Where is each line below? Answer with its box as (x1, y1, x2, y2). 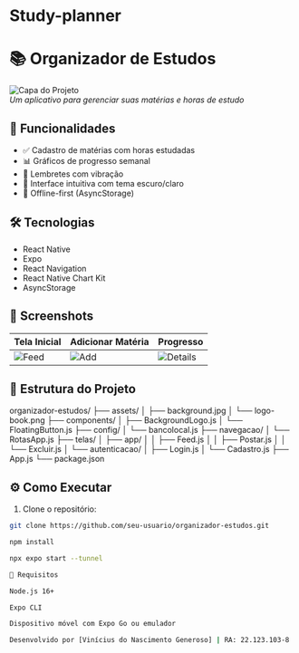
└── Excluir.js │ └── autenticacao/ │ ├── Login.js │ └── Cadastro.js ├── (9, 444, 289, 455)
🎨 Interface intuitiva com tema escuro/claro (22, 178, 184, 188)
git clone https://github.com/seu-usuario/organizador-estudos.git (9, 522, 270, 531)
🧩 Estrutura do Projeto (9, 381, 136, 397)
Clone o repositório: (22, 504, 97, 514)
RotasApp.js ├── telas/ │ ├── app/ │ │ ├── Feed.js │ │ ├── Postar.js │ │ (9, 434, 287, 445)
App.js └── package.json (9, 454, 105, 465)
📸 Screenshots (9, 309, 94, 324)
